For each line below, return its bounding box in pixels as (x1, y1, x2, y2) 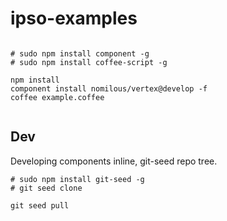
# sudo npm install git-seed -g (10, 174, 145, 184)
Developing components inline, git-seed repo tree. (10, 155, 218, 167)
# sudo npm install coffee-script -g (10, 57, 168, 67)
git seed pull (10, 200, 70, 211)
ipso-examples (10, 7, 138, 30)
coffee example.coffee (10, 92, 105, 102)
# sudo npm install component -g (10, 48, 150, 59)
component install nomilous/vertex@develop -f (10, 83, 208, 94)
